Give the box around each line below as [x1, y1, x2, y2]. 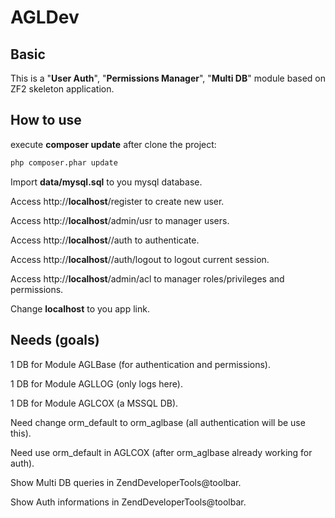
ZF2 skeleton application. [10, 83, 115, 95]
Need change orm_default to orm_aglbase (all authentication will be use [10, 416, 306, 428]
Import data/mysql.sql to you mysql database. [10, 176, 203, 188]
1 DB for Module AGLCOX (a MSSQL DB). [10, 397, 179, 409]
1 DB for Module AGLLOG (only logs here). [10, 377, 183, 390]
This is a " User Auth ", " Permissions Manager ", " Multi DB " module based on [10, 72, 326, 84]
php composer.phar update [10, 157, 118, 168]
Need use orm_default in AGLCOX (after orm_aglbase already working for [10, 446, 313, 458]
